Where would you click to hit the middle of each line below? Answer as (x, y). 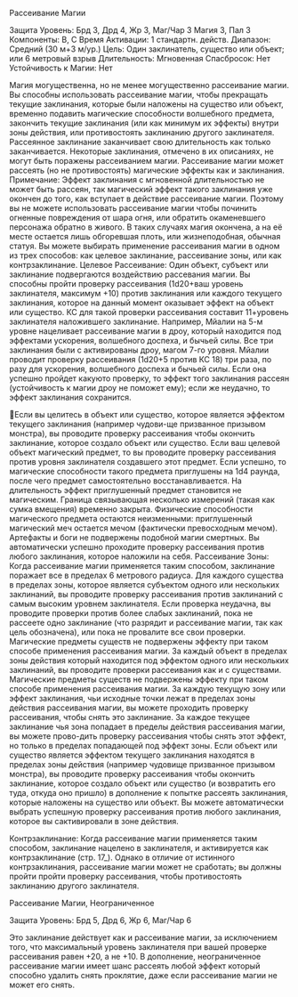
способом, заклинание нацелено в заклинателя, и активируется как (139, 848)
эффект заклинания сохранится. (70, 397)
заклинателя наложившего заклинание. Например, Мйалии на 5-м (136, 321)
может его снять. (42, 985)
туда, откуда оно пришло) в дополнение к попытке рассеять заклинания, (149, 793)
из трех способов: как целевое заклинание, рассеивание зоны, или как (145, 255)
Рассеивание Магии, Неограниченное (82, 903)
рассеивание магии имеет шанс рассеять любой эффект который (135, 966)
